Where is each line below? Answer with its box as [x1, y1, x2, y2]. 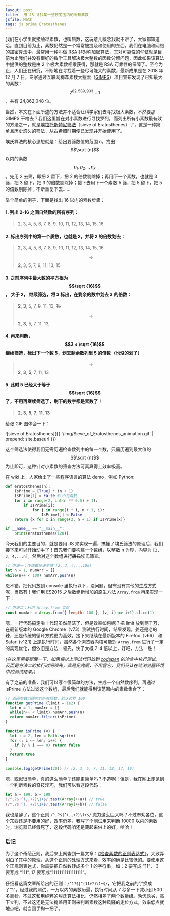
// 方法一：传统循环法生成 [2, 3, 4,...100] [5, 563, 92, 568]
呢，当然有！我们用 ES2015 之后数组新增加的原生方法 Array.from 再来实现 [5, 589, 159, 595]
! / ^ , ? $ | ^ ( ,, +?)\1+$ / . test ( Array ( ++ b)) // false [5, 801, 107, 807]
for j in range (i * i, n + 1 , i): [32, 508, 105, 513]
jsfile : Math [5, 17, 33, 22]
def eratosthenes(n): [5, 484, 51, 489]
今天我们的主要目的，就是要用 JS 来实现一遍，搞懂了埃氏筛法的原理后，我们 [5, 541, 163, 547]
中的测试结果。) [5, 668, 36, 674]
